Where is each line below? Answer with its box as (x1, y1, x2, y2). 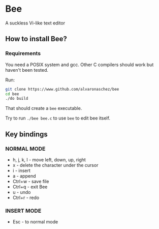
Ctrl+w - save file (12, 178, 49, 184)
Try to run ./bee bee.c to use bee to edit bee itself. (5, 115, 111, 121)
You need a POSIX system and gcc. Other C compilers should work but (5, 62, 154, 68)
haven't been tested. (5, 67, 48, 73)
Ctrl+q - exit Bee (12, 184, 48, 190)
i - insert (12, 167, 30, 174)
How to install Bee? (5, 35, 67, 43)
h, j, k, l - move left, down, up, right (12, 156, 86, 163)
